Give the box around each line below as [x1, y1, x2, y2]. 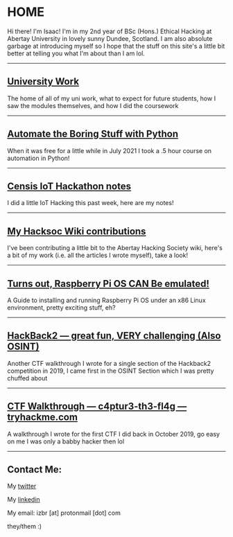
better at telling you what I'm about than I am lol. [7, 49, 146, 58]
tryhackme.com [7, 412, 78, 423]
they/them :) [7, 522, 42, 531]
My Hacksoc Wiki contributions [7, 225, 146, 237]
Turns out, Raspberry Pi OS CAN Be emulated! [7, 278, 209, 290]
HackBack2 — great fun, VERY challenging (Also [7, 330, 221, 342]
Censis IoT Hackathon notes [7, 180, 132, 192]
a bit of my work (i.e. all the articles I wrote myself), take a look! [7, 251, 189, 260]
